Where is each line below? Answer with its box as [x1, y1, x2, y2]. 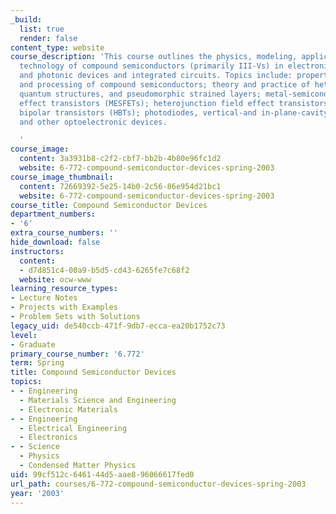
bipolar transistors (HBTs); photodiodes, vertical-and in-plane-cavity [19, 107, 329, 118]
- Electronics [19, 432, 78, 443]
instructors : [10, 246, 65, 256]
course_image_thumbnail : [10, 172, 114, 182]
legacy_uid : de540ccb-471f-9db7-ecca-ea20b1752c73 [10, 321, 226, 331]
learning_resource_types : [10, 284, 118, 294]
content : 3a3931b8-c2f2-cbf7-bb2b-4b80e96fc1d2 [19, 154, 222, 164]
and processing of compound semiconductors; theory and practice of [19, 80, 311, 90]
